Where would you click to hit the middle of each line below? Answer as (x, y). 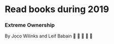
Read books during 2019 (57, 9)
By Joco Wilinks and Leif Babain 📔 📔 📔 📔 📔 (49, 36)
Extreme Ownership (30, 25)
